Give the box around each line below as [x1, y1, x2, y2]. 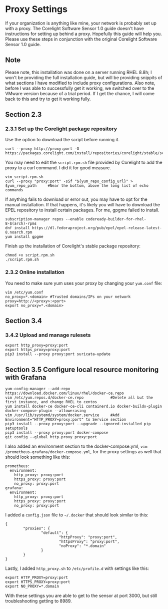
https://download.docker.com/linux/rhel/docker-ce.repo [5, 391, 124, 396]
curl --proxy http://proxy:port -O [5, 146, 79, 151]
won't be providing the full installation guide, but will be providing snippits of [5, 74, 162, 81]
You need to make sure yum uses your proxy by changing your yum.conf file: [5, 280, 162, 286]
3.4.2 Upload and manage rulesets [5, 332, 91, 339]
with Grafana [5, 373, 46, 382]
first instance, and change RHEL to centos [5, 400, 97, 405]
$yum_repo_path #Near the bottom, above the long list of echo [5, 183, 149, 188]
